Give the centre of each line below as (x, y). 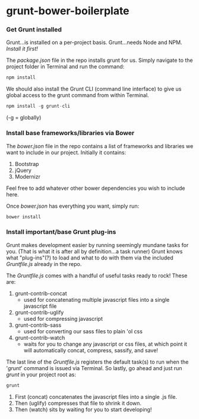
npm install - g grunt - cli (38, 106)
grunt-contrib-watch (40, 337)
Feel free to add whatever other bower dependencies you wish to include (96, 188)
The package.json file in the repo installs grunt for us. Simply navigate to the (99, 60)
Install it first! (22, 49)
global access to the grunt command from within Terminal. (78, 95)
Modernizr (27, 176)
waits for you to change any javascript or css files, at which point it (105, 344)
